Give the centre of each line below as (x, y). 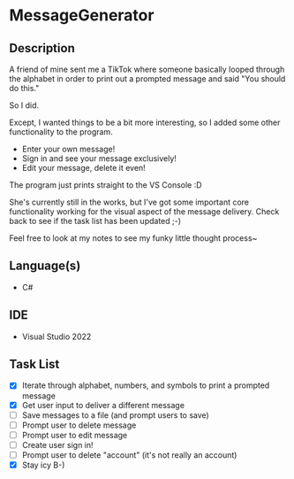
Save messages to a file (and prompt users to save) (115, 415)
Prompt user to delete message (79, 425)
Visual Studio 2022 (57, 336)
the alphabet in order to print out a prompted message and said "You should (147, 79)
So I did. (24, 105)
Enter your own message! (68, 149)
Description (42, 48)
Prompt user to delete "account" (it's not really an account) (129, 455)
